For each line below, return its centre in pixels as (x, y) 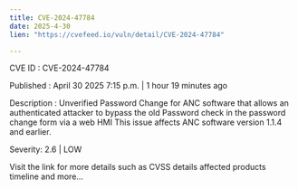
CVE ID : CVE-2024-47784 (60, 68)
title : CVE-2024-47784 (52, 18)
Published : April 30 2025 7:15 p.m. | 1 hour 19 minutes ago (119, 86)
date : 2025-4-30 (40, 26)
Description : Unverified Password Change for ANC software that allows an (149, 103)
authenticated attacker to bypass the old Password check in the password (148, 113)
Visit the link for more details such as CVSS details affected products (138, 167)
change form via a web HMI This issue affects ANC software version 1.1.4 (146, 122)
